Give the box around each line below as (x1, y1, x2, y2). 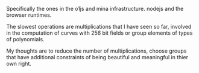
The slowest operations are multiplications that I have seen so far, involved (6, 23, 192, 30)
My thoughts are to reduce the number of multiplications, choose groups (6, 47, 187, 54)
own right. (6, 60, 32, 67)
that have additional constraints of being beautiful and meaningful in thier (6, 54, 189, 60)
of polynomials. (6, 36, 45, 42)
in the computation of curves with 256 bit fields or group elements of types (6, 29, 193, 36)
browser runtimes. (6, 11, 52, 19)
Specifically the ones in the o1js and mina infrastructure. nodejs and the (6, 5, 184, 12)
